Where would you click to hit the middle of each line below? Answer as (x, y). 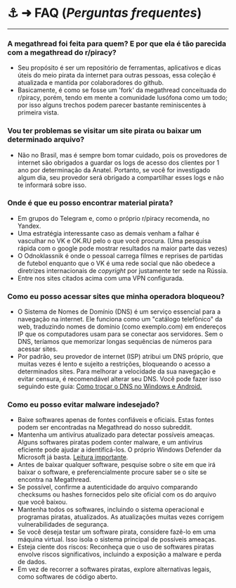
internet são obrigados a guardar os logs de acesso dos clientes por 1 (118, 162)
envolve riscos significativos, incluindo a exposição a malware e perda (119, 554)
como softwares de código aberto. (67, 577)
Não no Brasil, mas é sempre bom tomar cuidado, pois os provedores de (122, 155)
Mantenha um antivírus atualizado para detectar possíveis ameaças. (116, 435)
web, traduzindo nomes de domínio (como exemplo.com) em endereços (122, 327)
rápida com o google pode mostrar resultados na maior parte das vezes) (122, 248)
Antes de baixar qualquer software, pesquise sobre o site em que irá (116, 465)
